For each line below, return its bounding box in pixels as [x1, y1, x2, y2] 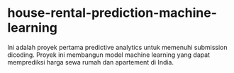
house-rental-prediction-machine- [7, 5, 218, 21]
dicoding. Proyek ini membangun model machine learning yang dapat [7, 51, 211, 59]
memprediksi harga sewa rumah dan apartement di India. [7, 58, 174, 66]
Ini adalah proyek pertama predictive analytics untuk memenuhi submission [7, 43, 228, 51]
